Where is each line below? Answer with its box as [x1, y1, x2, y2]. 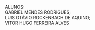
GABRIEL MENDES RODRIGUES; [5, 9, 71, 15]
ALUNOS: [5, 4, 25, 10]
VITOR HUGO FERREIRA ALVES [5, 20, 69, 26]
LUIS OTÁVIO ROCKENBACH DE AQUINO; [5, 15, 91, 20]
